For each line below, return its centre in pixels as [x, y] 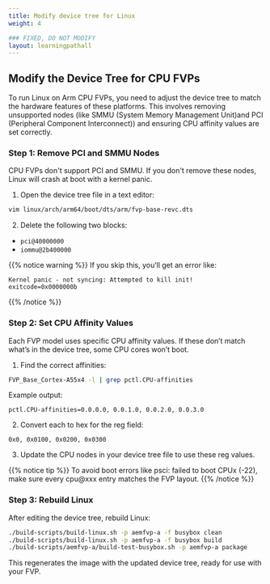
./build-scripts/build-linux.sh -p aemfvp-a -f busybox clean [115, 532]
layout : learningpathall [50, 45]
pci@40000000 [42, 242]
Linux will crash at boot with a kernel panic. [80, 180]
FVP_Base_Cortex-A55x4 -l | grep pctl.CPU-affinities [101, 380]
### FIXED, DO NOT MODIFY [52, 38]
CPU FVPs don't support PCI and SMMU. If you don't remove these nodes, [133, 171]
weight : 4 [25, 23]
